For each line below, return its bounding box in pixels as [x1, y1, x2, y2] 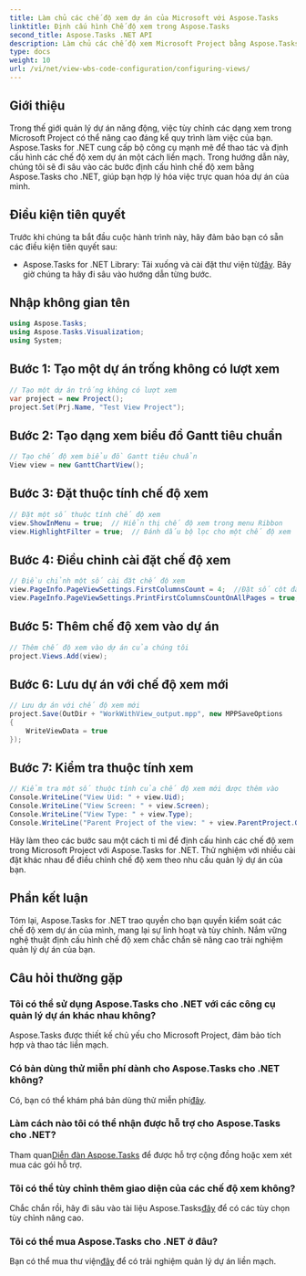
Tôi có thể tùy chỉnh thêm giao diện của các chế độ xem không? [9, 1182, 296, 1195]
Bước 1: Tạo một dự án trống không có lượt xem [9, 362, 280, 377]
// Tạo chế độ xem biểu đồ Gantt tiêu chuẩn [9, 452, 198, 461]
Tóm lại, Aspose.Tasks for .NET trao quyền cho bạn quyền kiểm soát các [9, 914, 282, 925]
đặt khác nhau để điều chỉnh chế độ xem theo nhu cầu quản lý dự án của [9, 854, 283, 865]
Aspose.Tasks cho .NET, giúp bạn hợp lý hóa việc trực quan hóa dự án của [9, 171, 290, 182]
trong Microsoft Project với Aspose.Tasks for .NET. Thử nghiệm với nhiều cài [9, 844, 296, 855]
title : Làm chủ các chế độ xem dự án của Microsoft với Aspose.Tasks [9, 13, 280, 23]
